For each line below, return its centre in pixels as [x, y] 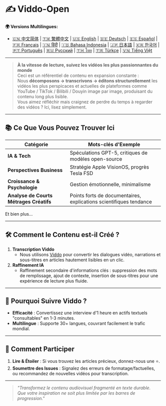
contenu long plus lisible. [42, 96]
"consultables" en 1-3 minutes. [43, 318]
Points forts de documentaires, [105, 195]
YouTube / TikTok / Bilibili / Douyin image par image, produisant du [85, 91]
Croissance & [24, 181]
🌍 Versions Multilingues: [32, 26]
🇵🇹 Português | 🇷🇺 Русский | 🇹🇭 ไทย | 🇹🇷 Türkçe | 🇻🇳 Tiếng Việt [82, 50]
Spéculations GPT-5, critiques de [109, 153]
